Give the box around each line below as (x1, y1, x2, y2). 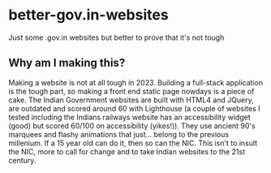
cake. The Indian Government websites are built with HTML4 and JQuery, (8, 95, 254, 105)
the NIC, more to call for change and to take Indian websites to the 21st (8, 146, 246, 156)
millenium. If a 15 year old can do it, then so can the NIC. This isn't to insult (8, 138, 258, 148)
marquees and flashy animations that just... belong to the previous (8, 129, 230, 139)
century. (8, 155, 37, 165)
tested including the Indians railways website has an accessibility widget (8, 112, 251, 122)
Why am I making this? (8, 56, 126, 70)
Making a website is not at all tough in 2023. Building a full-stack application (8, 77, 264, 87)
